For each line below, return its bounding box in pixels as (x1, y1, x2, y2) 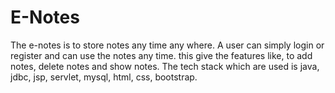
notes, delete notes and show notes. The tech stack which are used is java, (10, 60, 320, 72)
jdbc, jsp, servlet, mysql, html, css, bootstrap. (10, 71, 198, 83)
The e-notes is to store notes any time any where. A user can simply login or (10, 39, 325, 51)
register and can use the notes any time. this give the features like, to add (10, 49, 313, 61)
